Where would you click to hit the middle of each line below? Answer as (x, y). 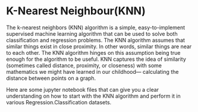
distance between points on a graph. (51, 78)
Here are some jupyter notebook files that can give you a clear (83, 89)
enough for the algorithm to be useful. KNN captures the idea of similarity (96, 59)
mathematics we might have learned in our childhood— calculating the (92, 71)
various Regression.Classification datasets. (59, 102)
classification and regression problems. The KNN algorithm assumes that (96, 40)
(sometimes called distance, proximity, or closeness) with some (84, 65)
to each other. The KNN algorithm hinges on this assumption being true (93, 52)
